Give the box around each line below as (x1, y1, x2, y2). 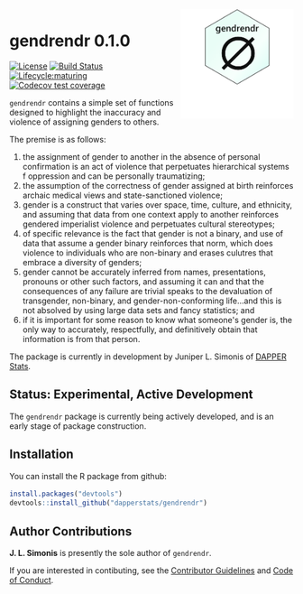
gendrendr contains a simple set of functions (9, 97, 174, 107)
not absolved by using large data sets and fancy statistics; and (22, 304, 255, 315)
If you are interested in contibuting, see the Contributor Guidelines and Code (9, 565, 294, 576)
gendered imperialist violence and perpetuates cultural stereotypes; (22, 218, 275, 229)
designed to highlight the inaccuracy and (9, 107, 161, 117)
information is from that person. (22, 333, 141, 344)
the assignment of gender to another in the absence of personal (22, 151, 261, 162)
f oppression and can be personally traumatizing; (22, 171, 206, 181)
